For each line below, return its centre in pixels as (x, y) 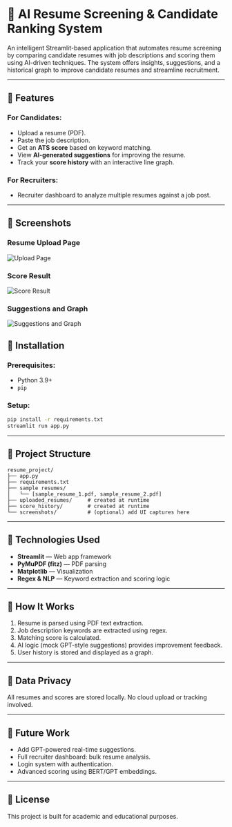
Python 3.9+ (35, 380)
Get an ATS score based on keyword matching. (84, 147)
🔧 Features (31, 98)
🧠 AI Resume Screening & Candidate (113, 14)
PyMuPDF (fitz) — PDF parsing (62, 564)
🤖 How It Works (41, 606)
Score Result (29, 275)
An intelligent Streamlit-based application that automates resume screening (115, 48)
